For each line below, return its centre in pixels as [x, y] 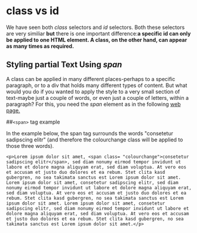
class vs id [33, 11]
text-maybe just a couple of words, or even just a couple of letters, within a [98, 98]
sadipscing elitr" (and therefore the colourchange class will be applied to [95, 140]
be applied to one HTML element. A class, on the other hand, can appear [97, 40]
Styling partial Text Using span [64, 65]
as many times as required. [40, 46]
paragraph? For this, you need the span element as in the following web [93, 104]
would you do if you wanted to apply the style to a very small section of [93, 91]
